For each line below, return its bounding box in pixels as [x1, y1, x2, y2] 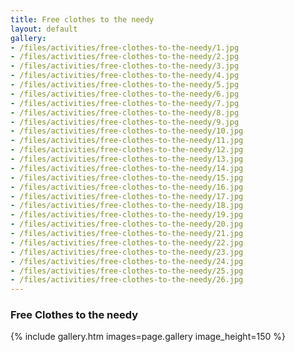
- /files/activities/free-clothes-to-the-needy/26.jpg [10, 275, 244, 285]
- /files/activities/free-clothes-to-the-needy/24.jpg [10, 256, 244, 266]
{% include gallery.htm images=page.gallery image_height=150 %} [10, 331, 286, 343]
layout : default [10, 24, 78, 34]
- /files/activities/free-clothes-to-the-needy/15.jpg [10, 172, 244, 183]
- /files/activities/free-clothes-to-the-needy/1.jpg [10, 42, 240, 53]
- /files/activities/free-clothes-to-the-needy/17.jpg [10, 191, 244, 201]
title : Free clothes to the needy [10, 14, 155, 25]
